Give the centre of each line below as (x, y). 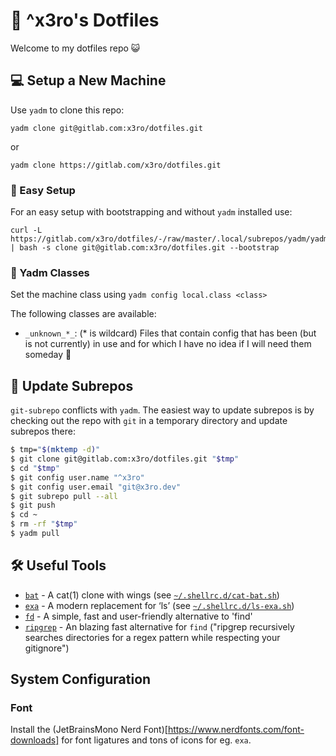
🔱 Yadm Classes (50, 272)
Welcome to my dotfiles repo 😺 (75, 48)
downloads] (35, 740)
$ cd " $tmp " (35, 468)
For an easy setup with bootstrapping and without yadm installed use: (151, 212)
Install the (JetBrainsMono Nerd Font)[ (89, 730)
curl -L (26, 230)
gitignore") (47, 648)
